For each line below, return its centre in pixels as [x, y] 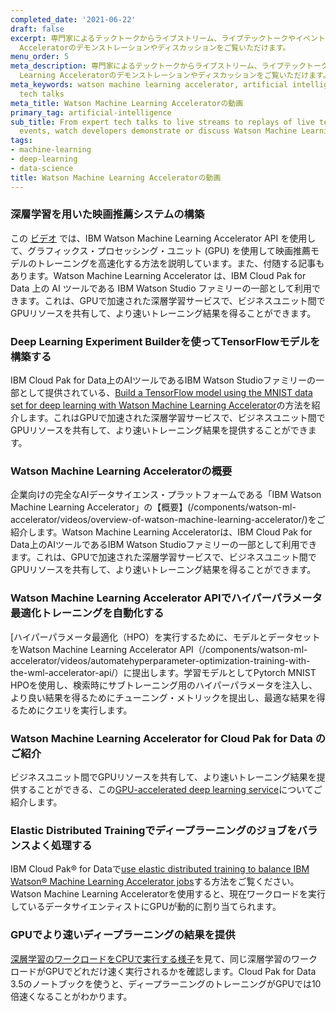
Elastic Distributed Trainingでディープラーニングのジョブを [154, 830]
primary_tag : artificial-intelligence [91, 112]
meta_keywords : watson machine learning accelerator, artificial [149, 85]
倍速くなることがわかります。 [71, 996]
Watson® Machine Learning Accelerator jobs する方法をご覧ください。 [155, 882]
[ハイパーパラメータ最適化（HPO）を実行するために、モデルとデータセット [165, 637]
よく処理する [61, 845]
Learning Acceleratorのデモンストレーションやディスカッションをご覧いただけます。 [175, 76]
